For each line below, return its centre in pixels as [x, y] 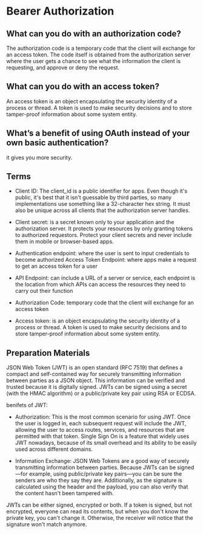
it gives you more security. [39, 157]
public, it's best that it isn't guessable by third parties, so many [93, 197]
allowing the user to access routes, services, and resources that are [100, 430]
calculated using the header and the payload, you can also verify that [101, 487]
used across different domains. [54, 449]
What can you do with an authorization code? [94, 34]
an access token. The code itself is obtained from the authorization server [98, 55]
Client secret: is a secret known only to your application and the [95, 222]
